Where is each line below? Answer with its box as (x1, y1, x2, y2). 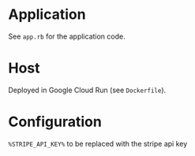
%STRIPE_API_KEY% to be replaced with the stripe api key (8, 139, 188, 148)
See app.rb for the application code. (8, 32, 126, 41)
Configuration (8, 113, 103, 131)
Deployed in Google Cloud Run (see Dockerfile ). (8, 85, 167, 95)
